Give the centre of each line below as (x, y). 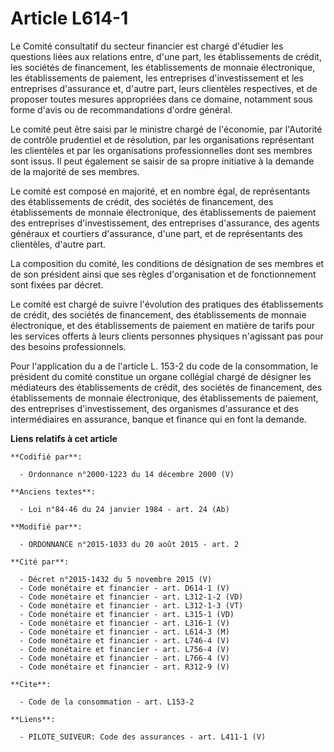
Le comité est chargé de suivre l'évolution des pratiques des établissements (167, 304)
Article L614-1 (69, 18)
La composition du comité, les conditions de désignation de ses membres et (167, 263)
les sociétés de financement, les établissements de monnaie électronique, (163, 67)
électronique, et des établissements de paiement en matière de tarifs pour (163, 325)
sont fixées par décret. (57, 284)
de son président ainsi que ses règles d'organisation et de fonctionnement (163, 274)
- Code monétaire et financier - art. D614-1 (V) (124, 588)
